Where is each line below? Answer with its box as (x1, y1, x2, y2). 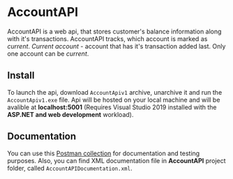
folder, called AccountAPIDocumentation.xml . (7, 164, 133, 172)
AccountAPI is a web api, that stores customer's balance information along (7, 27, 222, 36)
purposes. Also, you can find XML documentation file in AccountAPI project (7, 156, 226, 164)
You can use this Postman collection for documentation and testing (7, 149, 200, 157)
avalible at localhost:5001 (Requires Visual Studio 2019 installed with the (7, 102, 217, 111)
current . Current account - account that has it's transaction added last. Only (7, 42, 226, 50)
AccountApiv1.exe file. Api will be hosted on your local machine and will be (7, 95, 220, 104)
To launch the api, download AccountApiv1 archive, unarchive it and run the (7, 88, 223, 96)
